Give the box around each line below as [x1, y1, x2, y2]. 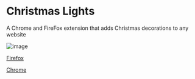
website [6, 30, 26, 38]
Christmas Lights [6, 4, 95, 18]
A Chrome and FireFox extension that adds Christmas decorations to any [6, 24, 189, 32]
